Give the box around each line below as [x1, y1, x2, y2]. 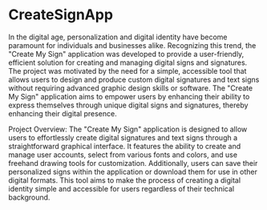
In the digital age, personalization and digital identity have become [8, 32, 228, 42]
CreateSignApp [8, 6, 114, 24]
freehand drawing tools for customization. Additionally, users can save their [8, 158, 258, 168]
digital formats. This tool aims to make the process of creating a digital [8, 175, 241, 185]
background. [8, 192, 51, 202]
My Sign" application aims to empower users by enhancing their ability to [8, 91, 250, 101]
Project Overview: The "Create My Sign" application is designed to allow [8, 124, 248, 134]
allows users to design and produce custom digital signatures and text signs [8, 75, 260, 84]
